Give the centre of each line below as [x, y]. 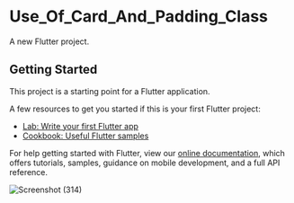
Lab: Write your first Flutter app [80, 126]
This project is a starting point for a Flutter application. [110, 91]
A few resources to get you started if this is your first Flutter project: [135, 109]
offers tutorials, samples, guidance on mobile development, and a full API [145, 163]
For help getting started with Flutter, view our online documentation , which [147, 153]
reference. [28, 172]
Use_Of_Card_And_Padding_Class [138, 17]
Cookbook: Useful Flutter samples [85, 136]
